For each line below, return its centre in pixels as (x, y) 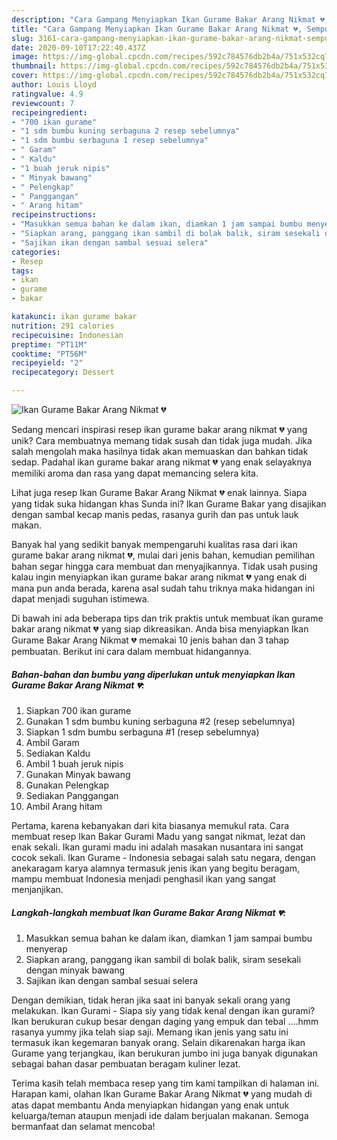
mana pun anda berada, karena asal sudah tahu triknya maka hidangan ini (163, 588)
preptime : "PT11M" (49, 344)
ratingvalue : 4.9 (47, 94)
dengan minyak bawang (75, 970)
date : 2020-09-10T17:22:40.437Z (78, 47)
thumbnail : (34, 66)
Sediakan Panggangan (72, 795)
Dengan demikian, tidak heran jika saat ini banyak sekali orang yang (151, 1000)
